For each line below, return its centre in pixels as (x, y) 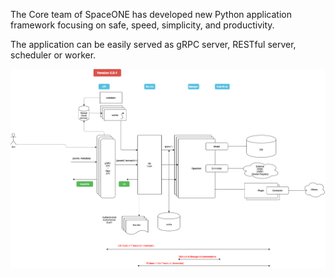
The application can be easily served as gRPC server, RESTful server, (153, 44)
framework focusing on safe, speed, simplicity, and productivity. (142, 25)
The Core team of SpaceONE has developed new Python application (151, 14)
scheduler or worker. (53, 55)
